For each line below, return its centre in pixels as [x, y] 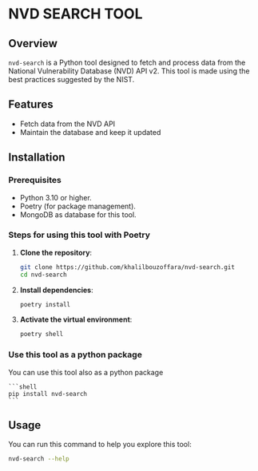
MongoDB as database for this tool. [78, 214]
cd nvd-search [43, 275]
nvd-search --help [39, 459]
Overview [33, 44]
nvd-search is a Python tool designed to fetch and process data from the [127, 62]
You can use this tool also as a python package [86, 372]
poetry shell [42, 334]
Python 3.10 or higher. [56, 197]
